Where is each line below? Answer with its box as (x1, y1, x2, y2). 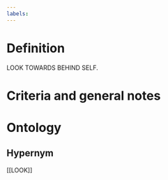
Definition (6, 40, 66, 56)
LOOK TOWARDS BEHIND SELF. (6, 63, 98, 72)
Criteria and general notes (6, 88, 161, 103)
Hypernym (6, 147, 54, 159)
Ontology (6, 119, 62, 135)
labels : (6, 10, 29, 17)
